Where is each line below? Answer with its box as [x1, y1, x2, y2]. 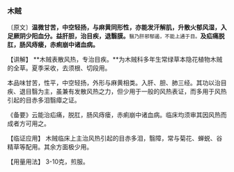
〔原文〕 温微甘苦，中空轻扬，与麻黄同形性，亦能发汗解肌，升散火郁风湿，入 [7, 23, 227, 32]
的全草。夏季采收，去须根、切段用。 [7, 64, 111, 72]
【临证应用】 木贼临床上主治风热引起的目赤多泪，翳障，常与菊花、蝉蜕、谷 [7, 134, 223, 143]
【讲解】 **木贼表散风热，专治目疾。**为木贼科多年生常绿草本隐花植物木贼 [7, 55, 223, 64]
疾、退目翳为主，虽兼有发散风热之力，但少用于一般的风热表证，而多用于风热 [7, 87, 227, 96]
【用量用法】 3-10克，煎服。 [7, 157, 89, 166]
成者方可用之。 [7, 119, 50, 128]
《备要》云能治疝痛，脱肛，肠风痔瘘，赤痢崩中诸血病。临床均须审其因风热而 [7, 111, 227, 119]
